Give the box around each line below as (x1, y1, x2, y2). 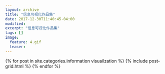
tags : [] (5, 30, 23, 35)
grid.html (5, 63, 24, 69)
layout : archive (5, 7, 39, 12)
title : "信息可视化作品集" (5, 12, 55, 17)
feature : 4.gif (9, 40, 41, 45)
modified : (5, 21, 26, 26)
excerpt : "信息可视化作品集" (5, 26, 60, 31)
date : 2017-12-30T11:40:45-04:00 (5, 16, 75, 21)
